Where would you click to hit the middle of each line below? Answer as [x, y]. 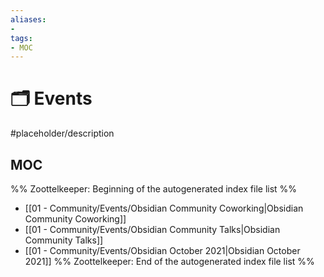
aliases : [28, 19]
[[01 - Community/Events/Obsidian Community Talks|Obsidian [152, 229]
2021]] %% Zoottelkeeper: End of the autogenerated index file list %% [169, 261]
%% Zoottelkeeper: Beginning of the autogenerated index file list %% [154, 189]
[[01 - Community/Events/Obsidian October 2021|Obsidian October [162, 250]
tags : [21, 38]
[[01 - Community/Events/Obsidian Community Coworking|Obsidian [164, 208]
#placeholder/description [62, 133]
